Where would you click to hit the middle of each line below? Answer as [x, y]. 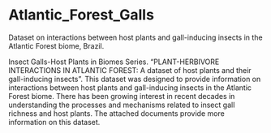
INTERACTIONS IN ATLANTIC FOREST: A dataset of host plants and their [130, 70]
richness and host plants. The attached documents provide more [116, 113]
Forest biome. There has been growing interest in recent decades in [122, 96]
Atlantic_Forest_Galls [81, 15]
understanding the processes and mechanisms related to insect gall [122, 105]
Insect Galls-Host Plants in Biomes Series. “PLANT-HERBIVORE [114, 62]
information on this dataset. [54, 122]
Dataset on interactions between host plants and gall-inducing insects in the [135, 37]
